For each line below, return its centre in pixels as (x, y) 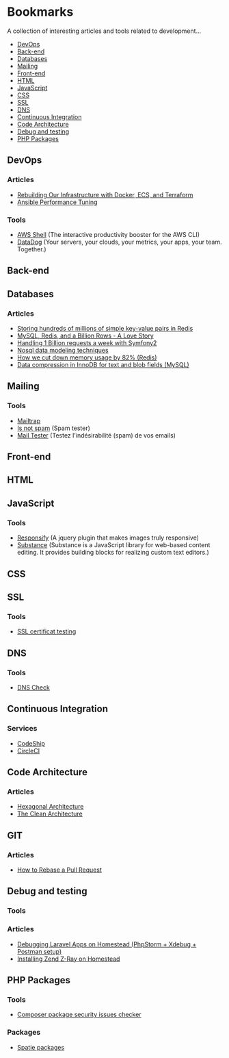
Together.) (31, 249)
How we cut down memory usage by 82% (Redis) (87, 357)
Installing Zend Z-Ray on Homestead (68, 959)
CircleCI (28, 751)
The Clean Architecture (50, 814)
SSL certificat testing (46, 631)
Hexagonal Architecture (50, 807)
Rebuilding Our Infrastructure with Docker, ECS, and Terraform (105, 194)
